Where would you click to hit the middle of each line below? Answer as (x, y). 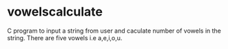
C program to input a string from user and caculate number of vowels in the (114, 31)
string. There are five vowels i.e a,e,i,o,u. (65, 37)
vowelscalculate (55, 12)
